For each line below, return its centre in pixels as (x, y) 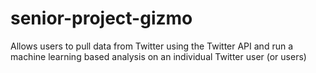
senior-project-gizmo (101, 18)
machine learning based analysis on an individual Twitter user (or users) (158, 56)
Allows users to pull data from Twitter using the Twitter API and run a (152, 46)
